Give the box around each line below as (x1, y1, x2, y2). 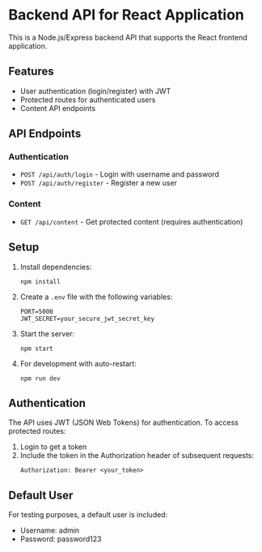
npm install (19, 277, 61, 285)
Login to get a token (19, 442, 87, 451)
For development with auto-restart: (19, 358, 137, 368)
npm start (19, 344, 54, 353)
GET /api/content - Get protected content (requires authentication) (19, 216, 243, 226)
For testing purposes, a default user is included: (8, 510, 168, 520)
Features (8, 65, 54, 79)
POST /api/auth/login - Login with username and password (19, 169, 220, 179)
